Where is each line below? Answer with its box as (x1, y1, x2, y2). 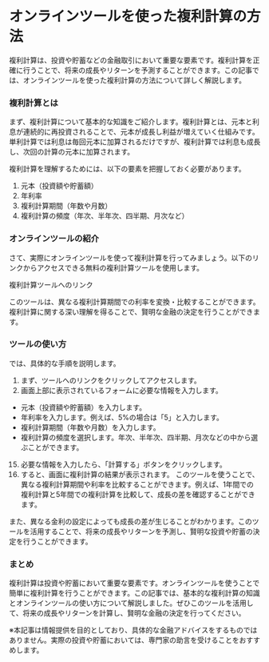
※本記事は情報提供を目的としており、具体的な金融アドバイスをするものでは (9, 625, 258, 635)
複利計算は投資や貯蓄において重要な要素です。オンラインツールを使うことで (9, 578, 260, 588)
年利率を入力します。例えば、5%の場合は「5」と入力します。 (20, 412, 224, 422)
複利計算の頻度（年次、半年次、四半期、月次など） (20, 211, 189, 221)
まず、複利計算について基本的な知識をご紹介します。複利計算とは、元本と (9, 117, 253, 126)
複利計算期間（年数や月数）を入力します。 (20, 422, 160, 432)
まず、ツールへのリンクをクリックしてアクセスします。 (20, 375, 202, 385)
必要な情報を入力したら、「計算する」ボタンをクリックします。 (20, 459, 227, 469)
